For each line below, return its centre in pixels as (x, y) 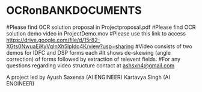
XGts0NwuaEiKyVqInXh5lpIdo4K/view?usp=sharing (70, 46)
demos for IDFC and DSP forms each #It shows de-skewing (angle (89, 52)
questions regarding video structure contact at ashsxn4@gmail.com (90, 65)
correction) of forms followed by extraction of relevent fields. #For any (93, 59)
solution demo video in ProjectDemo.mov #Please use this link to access (96, 33)
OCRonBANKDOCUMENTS (74, 11)
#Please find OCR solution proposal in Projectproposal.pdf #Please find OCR (101, 27)
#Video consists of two (164, 46)
